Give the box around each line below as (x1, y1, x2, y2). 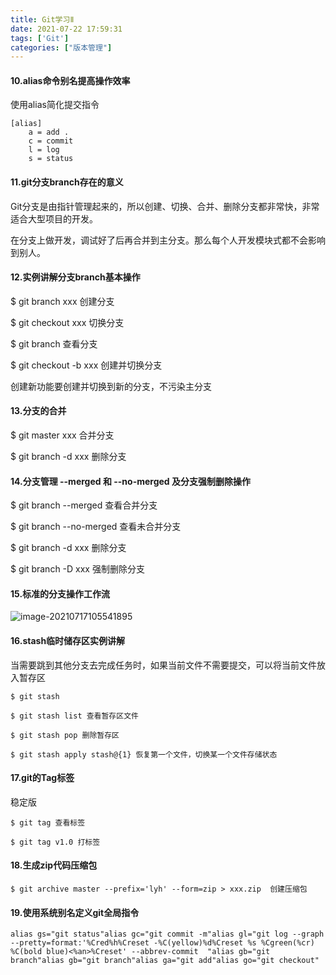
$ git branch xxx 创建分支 (10, 295, 115, 307)
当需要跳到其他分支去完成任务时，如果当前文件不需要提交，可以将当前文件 (10, 659, 317, 671)
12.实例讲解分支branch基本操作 (10, 271, 141, 283)
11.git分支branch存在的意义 (10, 176, 124, 188)
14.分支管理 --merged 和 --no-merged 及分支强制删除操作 (10, 475, 251, 487)
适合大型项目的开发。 (10, 212, 98, 225)
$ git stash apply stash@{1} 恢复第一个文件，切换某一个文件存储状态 (10, 749, 278, 760)
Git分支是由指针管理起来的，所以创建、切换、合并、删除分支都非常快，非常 (10, 200, 320, 212)
